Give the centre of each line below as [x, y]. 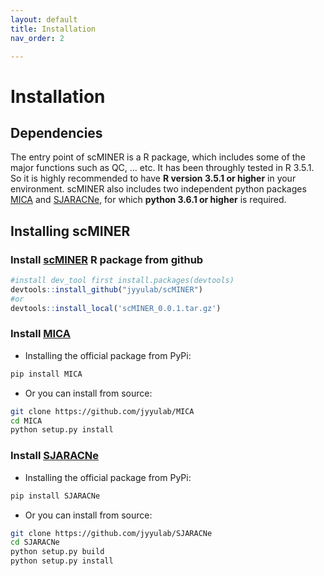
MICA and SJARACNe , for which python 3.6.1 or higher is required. [148, 200]
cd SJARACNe [35, 542]
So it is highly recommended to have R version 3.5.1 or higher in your [153, 178]
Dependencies [56, 132]
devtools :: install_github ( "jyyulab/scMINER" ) [106, 289]
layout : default [44, 19]
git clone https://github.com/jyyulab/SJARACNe [111, 533]
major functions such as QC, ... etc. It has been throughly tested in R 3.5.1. [162, 168]
